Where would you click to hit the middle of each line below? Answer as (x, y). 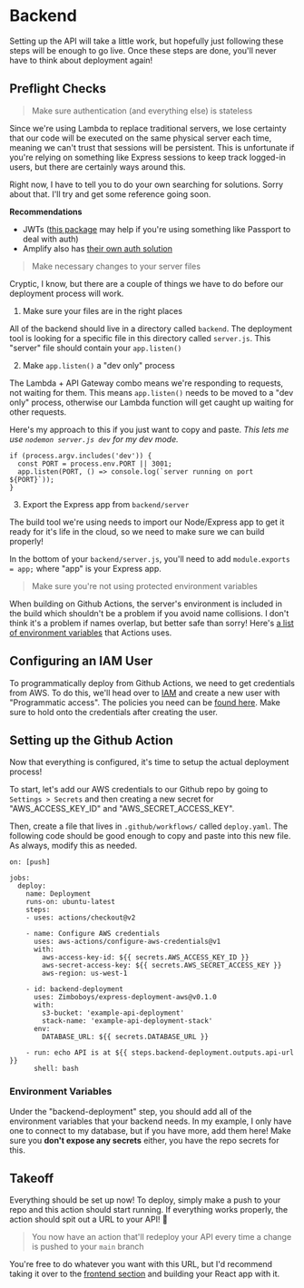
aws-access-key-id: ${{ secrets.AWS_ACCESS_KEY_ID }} (146, 958)
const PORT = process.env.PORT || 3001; (95, 464)
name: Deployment (59, 894)
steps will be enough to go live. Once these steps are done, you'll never (143, 50)
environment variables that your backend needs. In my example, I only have (151, 1121)
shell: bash (56, 1069)
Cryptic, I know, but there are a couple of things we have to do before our (147, 283)
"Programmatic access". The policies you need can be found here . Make (145, 702)
